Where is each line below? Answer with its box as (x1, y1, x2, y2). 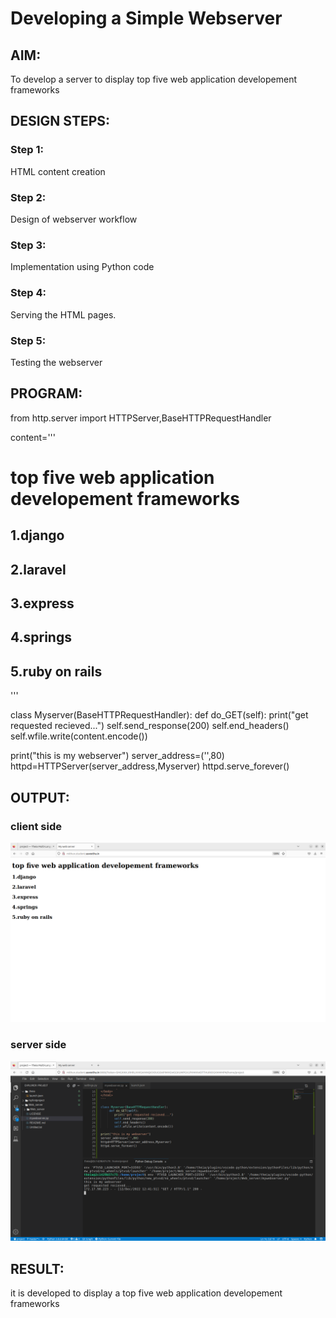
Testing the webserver (10, 356, 103, 368)
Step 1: (10, 143, 44, 157)
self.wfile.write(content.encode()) (10, 730, 148, 742)
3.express (10, 595, 75, 612)
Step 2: (10, 190, 47, 204)
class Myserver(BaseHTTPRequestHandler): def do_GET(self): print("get (10, 709, 309, 721)
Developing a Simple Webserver (10, 7, 283, 30)
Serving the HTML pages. (10, 308, 117, 321)
